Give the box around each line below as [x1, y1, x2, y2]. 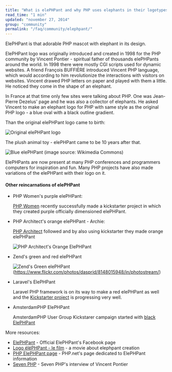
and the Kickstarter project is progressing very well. [12, 294, 122, 300]
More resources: [5, 329, 40, 336]
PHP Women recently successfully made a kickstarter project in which [12, 203, 161, 209]
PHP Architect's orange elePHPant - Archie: [12, 218, 105, 224]
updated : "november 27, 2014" [5, 17, 70, 22]
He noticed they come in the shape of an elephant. [5, 83, 112, 90]
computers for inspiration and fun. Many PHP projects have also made [5, 164, 154, 171]
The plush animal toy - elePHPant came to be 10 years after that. [5, 139, 141, 146]
